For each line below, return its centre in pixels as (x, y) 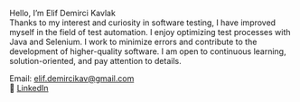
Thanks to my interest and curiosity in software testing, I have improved (143, 23)
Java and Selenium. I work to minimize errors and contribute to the (133, 42)
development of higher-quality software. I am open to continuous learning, (148, 51)
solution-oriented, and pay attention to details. (96, 61)
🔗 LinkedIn (29, 88)
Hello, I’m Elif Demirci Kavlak (62, 13)
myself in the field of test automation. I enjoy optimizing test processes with (150, 32)
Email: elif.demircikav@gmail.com (72, 79)
